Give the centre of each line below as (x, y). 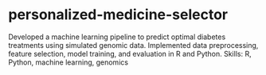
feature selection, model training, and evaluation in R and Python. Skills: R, (130, 53)
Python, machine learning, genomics (68, 62)
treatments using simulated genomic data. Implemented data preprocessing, (133, 45)
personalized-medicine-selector (118, 15)
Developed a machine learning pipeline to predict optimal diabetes (117, 37)
